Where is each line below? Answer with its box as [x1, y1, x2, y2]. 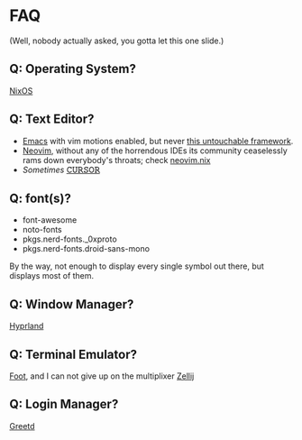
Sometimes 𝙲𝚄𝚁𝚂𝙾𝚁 [22, 164, 101, 175]
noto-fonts [22, 225, 63, 235]
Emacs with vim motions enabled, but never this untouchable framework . [22, 135, 294, 146]
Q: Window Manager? [9, 297, 134, 312]
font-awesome [22, 215, 78, 225]
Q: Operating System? [9, 61, 137, 77]
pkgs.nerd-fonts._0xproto [22, 234, 117, 244]
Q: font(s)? [9, 190, 72, 206]
